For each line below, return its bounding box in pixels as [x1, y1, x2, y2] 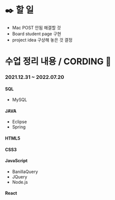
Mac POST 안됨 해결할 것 [12, 25, 61, 30]
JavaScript [5, 158, 28, 164]
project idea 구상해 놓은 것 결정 [12, 37, 73, 43]
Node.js [12, 179, 28, 185]
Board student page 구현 [12, 30, 61, 37]
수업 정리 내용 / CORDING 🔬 [5, 56, 112, 67]
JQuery [12, 174, 28, 179]
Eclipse [12, 119, 27, 125]
